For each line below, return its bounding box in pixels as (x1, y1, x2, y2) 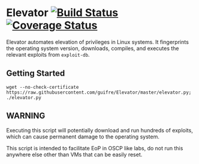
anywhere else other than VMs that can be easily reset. (6, 151, 143, 158)
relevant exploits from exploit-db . (6, 51, 90, 58)
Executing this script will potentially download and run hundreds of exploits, (6, 126, 193, 134)
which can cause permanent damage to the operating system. (6, 133, 160, 140)
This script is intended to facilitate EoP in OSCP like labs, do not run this (6, 144, 183, 151)
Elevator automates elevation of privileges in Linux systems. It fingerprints (6, 38, 189, 45)
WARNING (6, 111, 46, 121)
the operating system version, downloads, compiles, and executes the (6, 45, 179, 52)
